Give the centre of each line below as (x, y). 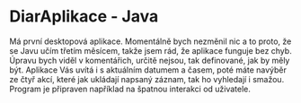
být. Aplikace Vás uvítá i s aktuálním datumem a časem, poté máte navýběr (148, 70)
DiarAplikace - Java (84, 17)
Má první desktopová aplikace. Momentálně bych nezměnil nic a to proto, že (150, 41)
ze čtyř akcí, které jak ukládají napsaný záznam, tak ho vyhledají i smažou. (147, 79)
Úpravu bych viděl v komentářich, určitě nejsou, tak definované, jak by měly (150, 60)
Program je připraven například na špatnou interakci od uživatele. (130, 89)
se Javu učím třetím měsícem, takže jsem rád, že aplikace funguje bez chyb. (150, 50)
